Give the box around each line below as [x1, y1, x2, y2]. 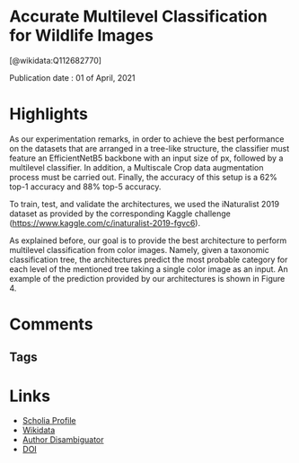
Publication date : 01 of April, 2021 [9, 72, 136, 83]
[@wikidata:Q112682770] [9, 55, 101, 66]
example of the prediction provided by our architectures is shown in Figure [9, 273, 286, 284]
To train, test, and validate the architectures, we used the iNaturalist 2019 [9, 198, 280, 209]
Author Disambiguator [22, 434, 105, 445]
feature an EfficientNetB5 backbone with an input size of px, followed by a [9, 153, 284, 163]
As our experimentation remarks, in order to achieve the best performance [9, 133, 285, 144]
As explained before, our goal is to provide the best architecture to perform [9, 235, 287, 246]
